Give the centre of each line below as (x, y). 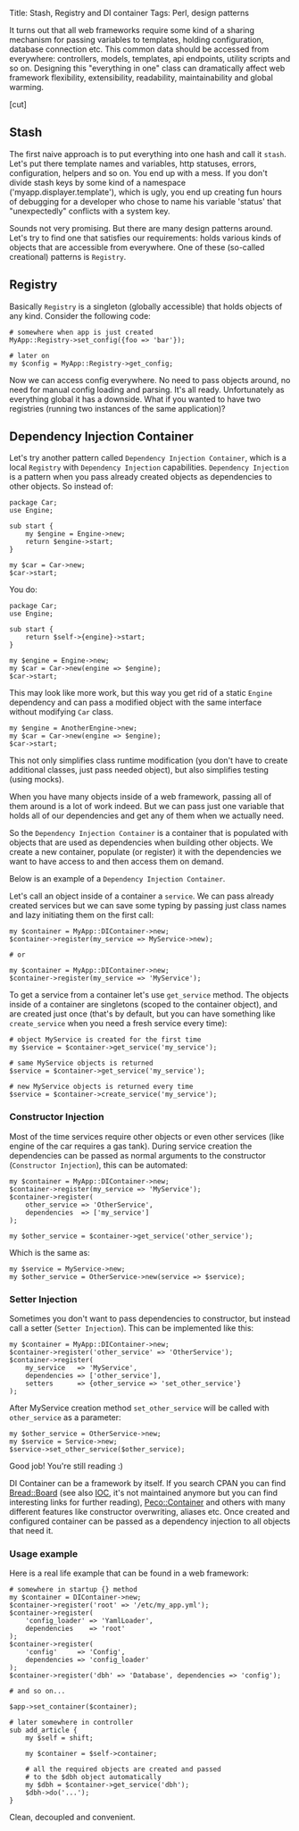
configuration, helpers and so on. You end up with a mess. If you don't (138, 172)
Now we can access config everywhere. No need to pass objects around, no (150, 380)
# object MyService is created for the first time (105, 1040)
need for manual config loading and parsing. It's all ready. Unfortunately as (147, 389)
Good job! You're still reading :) (66, 1466)
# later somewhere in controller (71, 1723)
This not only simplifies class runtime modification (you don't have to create (149, 761)
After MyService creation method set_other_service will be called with (139, 1408)
